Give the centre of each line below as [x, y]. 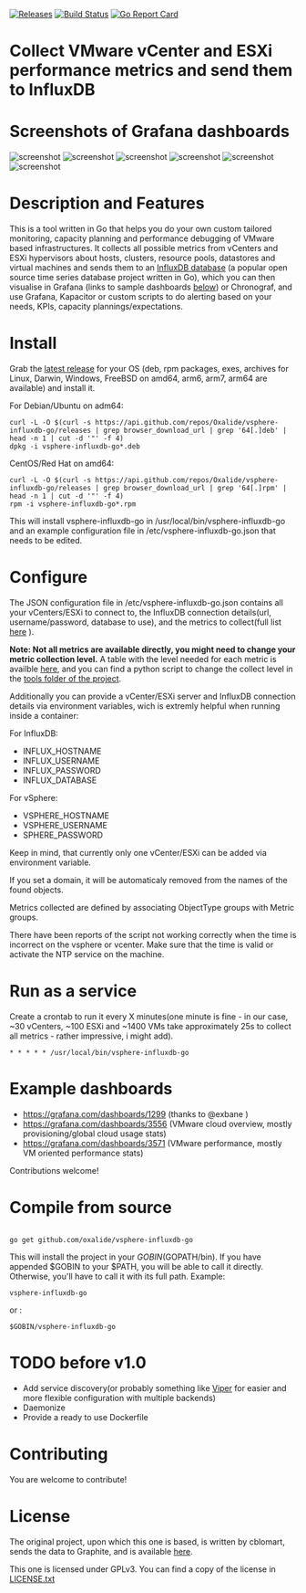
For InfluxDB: [34, 733]
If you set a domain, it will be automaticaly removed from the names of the [149, 880]
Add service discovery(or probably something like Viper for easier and [154, 1387]
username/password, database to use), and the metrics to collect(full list [146, 622]
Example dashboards [91, 1089]
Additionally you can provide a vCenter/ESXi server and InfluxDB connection [153, 696]
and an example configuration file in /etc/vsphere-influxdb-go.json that [143, 531]
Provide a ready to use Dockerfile [85, 1417]
